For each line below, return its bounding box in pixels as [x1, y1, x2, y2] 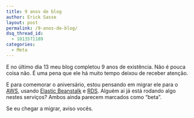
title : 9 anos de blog [6, 8, 62, 15]
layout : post [6, 19, 38, 25]
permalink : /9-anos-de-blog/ [6, 25, 78, 31]
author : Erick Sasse [6, 14, 57, 20]
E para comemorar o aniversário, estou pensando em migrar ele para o [6, 81, 178, 88]
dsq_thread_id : [6, 31, 44, 37]
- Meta [11, 47, 28, 53]
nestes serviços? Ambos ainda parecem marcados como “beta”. [6, 93, 162, 100]
